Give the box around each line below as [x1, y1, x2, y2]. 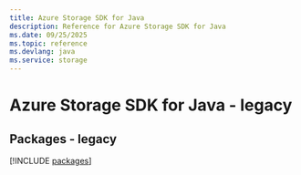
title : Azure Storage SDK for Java [9, 13, 145, 23]
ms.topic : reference [9, 38, 88, 48]
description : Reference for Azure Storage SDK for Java [9, 22, 226, 31]
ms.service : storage [9, 56, 88, 65]
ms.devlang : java [9, 47, 76, 57]
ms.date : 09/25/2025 [9, 30, 88, 39]
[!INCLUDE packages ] [9, 156, 92, 166]
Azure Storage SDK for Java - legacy [9, 95, 293, 116]
